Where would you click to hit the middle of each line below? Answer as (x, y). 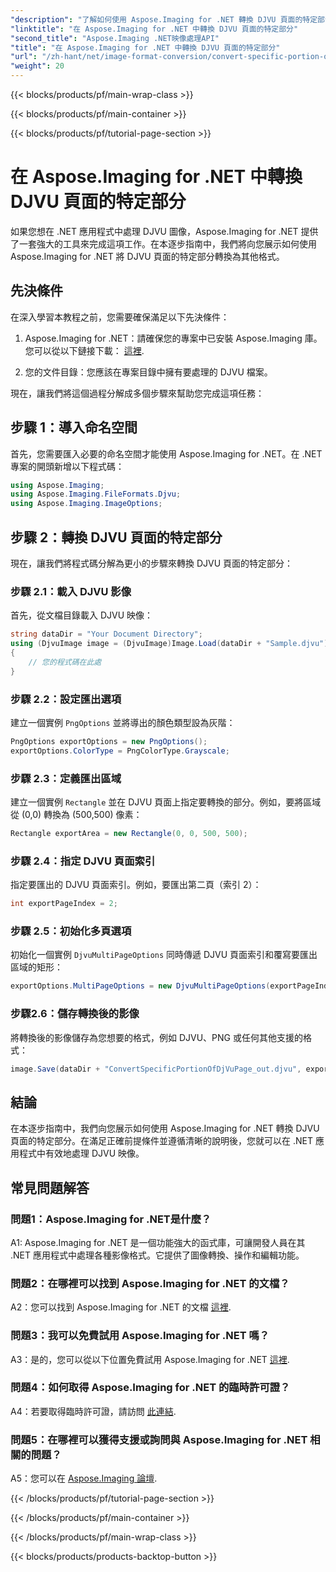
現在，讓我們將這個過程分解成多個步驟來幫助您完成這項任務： (137, 393)
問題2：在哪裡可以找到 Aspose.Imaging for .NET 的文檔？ (150, 1283)
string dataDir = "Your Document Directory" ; (106, 634)
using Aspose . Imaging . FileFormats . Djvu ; (96, 494)
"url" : (24, 57)
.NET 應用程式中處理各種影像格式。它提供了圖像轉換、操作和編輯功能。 (157, 1255)
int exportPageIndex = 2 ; (64, 904)
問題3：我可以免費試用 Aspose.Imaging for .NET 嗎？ (140, 1336)
